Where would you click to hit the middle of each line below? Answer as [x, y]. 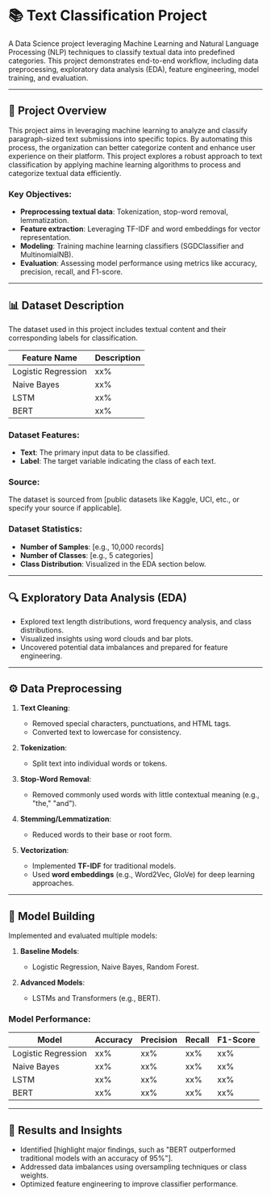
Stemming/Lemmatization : [65, 819]
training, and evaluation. [48, 78]
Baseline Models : [49, 951]
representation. [45, 237]
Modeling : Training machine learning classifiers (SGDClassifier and [132, 246]
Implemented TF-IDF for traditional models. [104, 866]
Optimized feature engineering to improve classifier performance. [129, 1184]
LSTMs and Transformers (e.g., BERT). [96, 998]
